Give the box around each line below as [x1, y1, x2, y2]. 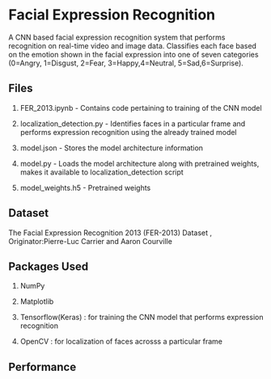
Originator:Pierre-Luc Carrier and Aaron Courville [8, 236, 172, 246]
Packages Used [8, 259, 89, 273]
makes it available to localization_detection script [19, 167, 184, 177]
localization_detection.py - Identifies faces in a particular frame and [19, 119, 246, 128]
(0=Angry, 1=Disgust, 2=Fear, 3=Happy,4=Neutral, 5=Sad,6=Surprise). [8, 58, 244, 68]
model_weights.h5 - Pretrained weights [19, 183, 151, 192]
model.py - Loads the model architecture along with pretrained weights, [19, 158, 260, 168]
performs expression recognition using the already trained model [19, 127, 237, 137]
